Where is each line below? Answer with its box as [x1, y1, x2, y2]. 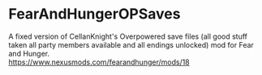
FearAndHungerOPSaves [8, 5, 181, 23]
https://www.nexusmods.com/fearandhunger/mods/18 [8, 57, 191, 67]
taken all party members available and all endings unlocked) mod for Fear [8, 40, 254, 49]
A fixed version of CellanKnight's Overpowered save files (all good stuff [8, 31, 248, 41]
